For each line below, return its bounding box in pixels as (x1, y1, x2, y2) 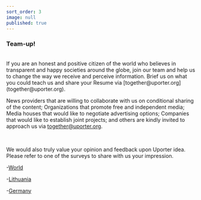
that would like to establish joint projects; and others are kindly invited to (6, 116, 185, 123)
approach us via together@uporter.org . (6, 123, 103, 130)
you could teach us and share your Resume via (6, 79, 122, 86)
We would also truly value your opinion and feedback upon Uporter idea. (6, 145, 186, 153)
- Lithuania (6, 175, 32, 183)
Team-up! (6, 40, 36, 48)
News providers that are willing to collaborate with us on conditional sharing (6, 97, 194, 104)
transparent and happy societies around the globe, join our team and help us (6, 66, 196, 73)
